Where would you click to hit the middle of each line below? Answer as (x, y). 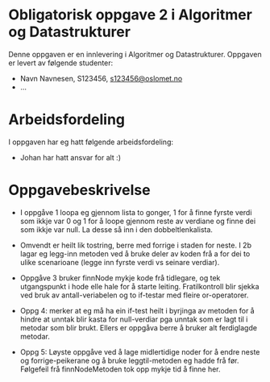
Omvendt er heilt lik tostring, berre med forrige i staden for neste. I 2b (136, 245)
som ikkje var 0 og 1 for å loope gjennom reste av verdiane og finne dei (138, 221)
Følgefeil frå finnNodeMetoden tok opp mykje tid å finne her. (120, 369)
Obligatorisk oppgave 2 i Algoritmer (130, 15)
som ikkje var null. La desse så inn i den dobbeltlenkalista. (116, 229)
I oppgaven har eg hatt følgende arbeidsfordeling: (91, 142)
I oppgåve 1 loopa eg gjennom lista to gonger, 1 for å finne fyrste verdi (136, 212)
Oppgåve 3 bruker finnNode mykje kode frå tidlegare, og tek (120, 278)
